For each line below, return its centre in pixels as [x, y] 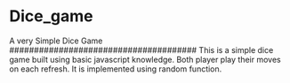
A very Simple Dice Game [56, 41]
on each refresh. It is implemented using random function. [116, 69]
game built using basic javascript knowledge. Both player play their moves [145, 59]
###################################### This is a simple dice [141, 49]
